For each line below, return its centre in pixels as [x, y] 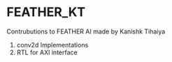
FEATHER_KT [46, 12]
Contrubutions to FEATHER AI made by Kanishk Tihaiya [86, 31]
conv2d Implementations [52, 45]
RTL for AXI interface [47, 52]
